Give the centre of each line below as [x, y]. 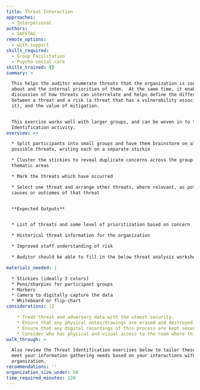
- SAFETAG [24, 34]
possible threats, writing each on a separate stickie [81, 149]
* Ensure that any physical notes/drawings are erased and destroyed [105, 323]
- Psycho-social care [38, 62]
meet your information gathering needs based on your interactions [97, 356]
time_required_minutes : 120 [41, 378]
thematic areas [30, 165]
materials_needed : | [32, 268]
